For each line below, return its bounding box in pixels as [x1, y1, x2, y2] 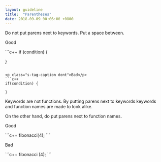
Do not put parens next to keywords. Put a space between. [5, 30, 125, 36]
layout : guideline [5, 7, 43, 12]
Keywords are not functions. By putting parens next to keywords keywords [5, 98, 157, 104]
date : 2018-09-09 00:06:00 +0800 [5, 16, 74, 21]
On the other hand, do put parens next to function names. [5, 113, 122, 119]
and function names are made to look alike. [5, 104, 93, 110]
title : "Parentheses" [5, 12, 52, 17]
